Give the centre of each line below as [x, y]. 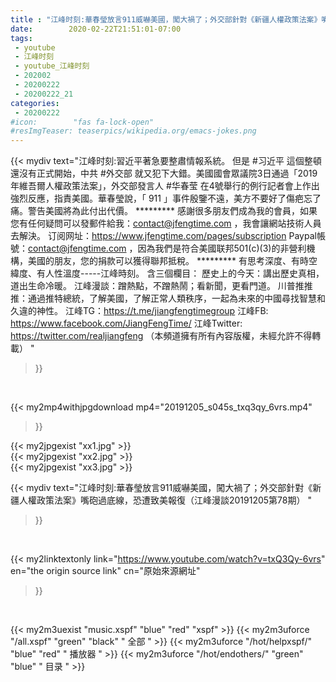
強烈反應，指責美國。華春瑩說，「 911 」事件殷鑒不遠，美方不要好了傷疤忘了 [166, 198]
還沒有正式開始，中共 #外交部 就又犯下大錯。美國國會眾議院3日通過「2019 [164, 173]
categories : [35, 103]
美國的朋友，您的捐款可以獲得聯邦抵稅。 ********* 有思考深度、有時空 [172, 261]
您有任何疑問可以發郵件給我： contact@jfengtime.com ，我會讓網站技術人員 [166, 223]
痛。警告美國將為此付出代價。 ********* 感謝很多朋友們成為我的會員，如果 [164, 211]
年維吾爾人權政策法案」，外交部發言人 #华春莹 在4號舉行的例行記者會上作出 [165, 186]
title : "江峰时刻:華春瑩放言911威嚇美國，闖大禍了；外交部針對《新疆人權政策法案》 [166, 19]
